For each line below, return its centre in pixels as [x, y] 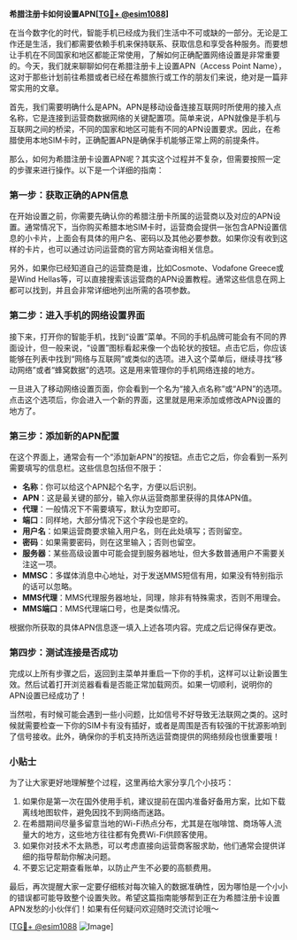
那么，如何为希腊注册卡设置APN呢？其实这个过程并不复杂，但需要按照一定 [145, 159]
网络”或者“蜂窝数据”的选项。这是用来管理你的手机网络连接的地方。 [138, 369]
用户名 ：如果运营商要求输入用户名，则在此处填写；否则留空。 [134, 531]
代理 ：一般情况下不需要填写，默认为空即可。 [103, 509]
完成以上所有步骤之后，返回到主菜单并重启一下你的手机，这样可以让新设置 [145, 673]
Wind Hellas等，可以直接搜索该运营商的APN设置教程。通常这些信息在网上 [151, 279]
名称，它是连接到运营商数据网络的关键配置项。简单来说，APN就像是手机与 [145, 118]
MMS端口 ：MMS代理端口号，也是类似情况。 [103, 608]
